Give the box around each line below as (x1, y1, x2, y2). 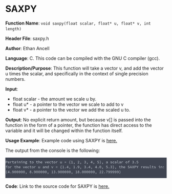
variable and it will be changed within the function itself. (5, 127, 123, 134)
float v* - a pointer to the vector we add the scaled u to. (12, 106, 131, 113)
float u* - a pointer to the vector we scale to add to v (12, 101, 124, 107)
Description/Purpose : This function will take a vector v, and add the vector (5, 65, 164, 71)
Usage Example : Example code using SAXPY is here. (5, 137, 118, 143)
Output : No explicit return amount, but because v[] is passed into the (5, 116, 151, 123)
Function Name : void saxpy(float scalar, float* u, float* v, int (5, 20, 151, 26)
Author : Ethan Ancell (5, 45, 50, 51)
